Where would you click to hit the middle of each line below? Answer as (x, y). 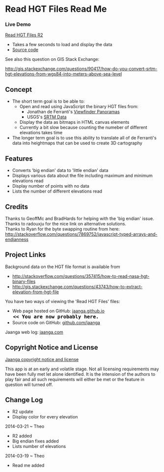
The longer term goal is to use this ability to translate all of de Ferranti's (84, 138)
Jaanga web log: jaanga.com (34, 332)
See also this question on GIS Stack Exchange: (52, 59)
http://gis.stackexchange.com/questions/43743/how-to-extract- (77, 286)
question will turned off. (29, 385)
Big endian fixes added (35, 441)
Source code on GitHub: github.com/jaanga (56, 322)
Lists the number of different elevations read (57, 191)
